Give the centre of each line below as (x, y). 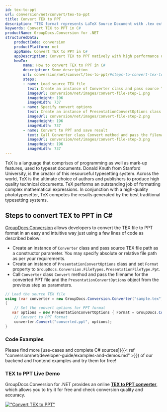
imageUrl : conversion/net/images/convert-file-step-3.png (88, 139)
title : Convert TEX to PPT (33, 19)
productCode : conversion (40, 42)
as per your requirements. (39, 258)
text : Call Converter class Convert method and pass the (87, 135)
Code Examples (24, 339)
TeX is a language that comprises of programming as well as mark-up (76, 163)
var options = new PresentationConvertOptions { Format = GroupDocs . (85, 313)
